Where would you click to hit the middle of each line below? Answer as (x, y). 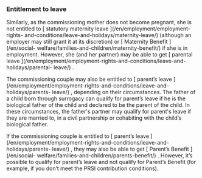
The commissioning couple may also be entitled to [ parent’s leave (89, 79)
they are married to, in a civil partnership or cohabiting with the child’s (94, 118)
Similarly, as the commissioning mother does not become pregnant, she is (99, 22)
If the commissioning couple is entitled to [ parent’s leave (78, 136)
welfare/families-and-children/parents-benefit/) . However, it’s (115, 156)
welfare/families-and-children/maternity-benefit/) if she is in (112, 48)
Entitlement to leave (37, 9)
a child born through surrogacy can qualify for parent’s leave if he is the (96, 98)
